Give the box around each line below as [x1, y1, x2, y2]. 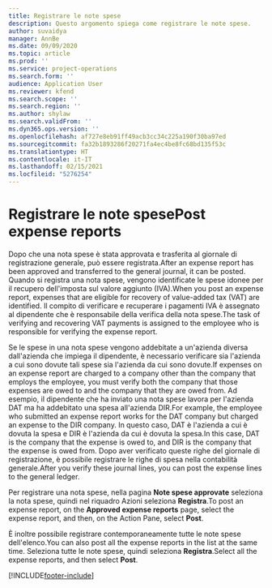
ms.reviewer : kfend [8, 87, 74, 96]
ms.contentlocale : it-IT [8, 155, 92, 163]
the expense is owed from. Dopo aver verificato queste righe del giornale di [8, 445, 261, 455]
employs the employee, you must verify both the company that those [8, 376, 239, 386]
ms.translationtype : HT [8, 148, 89, 156]
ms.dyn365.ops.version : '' [8, 125, 100, 133]
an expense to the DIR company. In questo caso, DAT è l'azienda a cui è [8, 419, 249, 430]
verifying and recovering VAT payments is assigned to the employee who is [8, 318, 260, 328]
